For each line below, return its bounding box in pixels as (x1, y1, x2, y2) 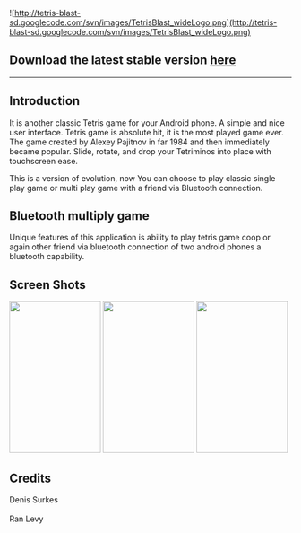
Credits (9, 470, 52, 485)
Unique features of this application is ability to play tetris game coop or (9, 232, 271, 243)
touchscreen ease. (9, 155, 79, 166)
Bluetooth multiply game (9, 208, 150, 223)
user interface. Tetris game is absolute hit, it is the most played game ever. (9, 127, 284, 137)
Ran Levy (9, 513, 44, 524)
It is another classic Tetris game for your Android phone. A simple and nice (9, 117, 285, 128)
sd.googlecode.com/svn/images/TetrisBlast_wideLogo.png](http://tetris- (9, 17, 278, 28)
